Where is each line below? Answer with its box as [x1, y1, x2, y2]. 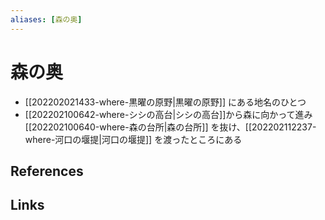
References [10, 162, 84, 180]
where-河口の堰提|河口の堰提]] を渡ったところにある [24, 133, 243, 145]
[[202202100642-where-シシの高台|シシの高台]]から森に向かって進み [24, 108, 313, 120]
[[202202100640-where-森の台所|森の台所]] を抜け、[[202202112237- [24, 121, 317, 133]
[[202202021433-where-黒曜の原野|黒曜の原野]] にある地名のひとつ [24, 96, 307, 108]
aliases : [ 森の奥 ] [10, 14, 83, 25]
